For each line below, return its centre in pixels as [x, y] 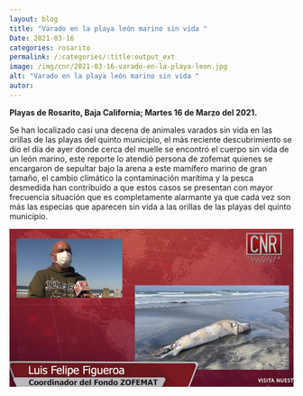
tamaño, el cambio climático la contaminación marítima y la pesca [132, 178]
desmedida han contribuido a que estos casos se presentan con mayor [141, 187]
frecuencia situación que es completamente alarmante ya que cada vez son [150, 197]
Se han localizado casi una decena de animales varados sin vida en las [141, 130]
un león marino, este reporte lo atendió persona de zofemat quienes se [141, 159]
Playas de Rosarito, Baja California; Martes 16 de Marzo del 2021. [133, 112]
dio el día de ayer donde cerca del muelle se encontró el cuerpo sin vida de [149, 149]
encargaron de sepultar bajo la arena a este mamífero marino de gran [138, 168]
